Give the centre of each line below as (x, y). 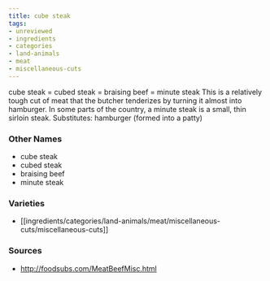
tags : (17, 24)
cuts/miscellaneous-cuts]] (64, 230)
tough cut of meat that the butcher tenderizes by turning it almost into (125, 100)
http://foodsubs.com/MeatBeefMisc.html (88, 268)
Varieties (26, 203)
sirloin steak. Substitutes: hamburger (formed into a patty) (106, 118)
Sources (25, 251)
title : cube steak (39, 16)
